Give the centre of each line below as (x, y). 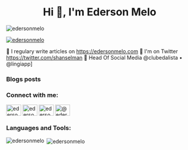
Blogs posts (24, 79)
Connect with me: (32, 95)
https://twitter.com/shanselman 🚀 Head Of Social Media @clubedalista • (94, 57)
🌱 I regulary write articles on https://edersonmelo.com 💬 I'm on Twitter (92, 51)
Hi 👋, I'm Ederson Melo (100, 12)
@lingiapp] (19, 64)
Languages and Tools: (39, 128)
